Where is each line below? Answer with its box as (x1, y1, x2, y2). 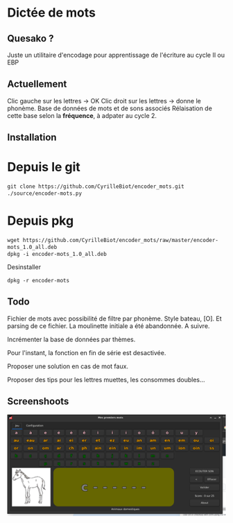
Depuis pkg (7, 213, 74, 229)
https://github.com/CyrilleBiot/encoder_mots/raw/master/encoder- (22, 237, 218, 244)
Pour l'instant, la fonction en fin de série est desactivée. (7, 348, 166, 357)
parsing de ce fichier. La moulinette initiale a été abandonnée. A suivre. (7, 321, 210, 330)
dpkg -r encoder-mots (7, 277, 70, 284)
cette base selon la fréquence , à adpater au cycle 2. (7, 111, 157, 119)
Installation (7, 132, 57, 144)
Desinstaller (7, 263, 42, 271)
